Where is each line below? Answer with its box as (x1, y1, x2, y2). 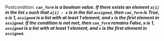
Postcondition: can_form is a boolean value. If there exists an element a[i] (5, 4, 160, 10)
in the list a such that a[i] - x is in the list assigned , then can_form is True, (5, 9, 160, 15)
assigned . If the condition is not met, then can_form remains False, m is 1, (5, 20, 155, 26)
